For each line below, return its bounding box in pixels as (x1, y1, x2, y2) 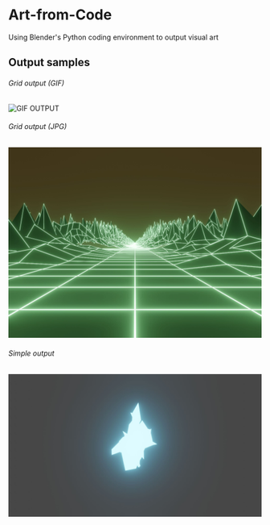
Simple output (8, 348, 55, 358)
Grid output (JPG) (8, 122, 67, 131)
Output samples (8, 56, 91, 69)
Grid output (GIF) (8, 78, 65, 88)
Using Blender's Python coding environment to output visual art (8, 32, 219, 42)
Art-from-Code (8, 6, 112, 24)
